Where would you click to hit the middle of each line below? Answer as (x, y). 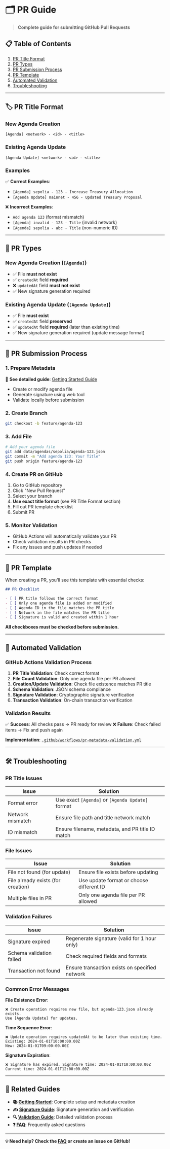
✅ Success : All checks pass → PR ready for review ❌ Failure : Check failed (83, 724)
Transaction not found (34, 970)
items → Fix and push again (34, 730)
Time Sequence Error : (29, 1027)
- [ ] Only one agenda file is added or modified (59, 603)
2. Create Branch (27, 413)
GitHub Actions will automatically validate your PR (65, 536)
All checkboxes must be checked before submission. (62, 627)
